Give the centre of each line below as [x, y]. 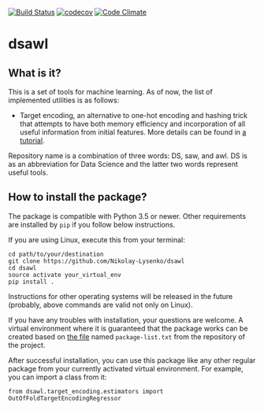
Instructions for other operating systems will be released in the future [121, 296]
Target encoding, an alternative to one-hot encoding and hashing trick [134, 115]
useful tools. [28, 172]
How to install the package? [78, 197]
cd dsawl [22, 268]
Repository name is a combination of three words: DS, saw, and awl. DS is [128, 156]
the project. [27, 345]
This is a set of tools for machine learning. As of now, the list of [110, 92]
